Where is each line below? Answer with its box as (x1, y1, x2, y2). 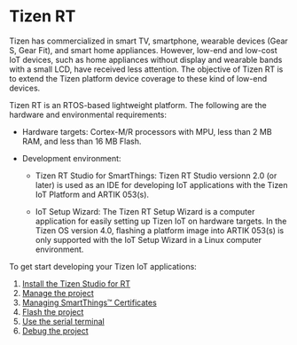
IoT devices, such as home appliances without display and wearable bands (9, 54, 283, 65)
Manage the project (21, 287, 95, 298)
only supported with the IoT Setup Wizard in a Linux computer (35, 234, 262, 245)
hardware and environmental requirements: (9, 109, 167, 120)
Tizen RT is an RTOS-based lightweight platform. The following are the (9, 99, 268, 110)
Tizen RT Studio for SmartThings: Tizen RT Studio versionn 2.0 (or (35, 170, 277, 181)
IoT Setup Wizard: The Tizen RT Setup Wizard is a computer (35, 206, 255, 216)
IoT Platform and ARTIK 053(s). (35, 189, 149, 200)
